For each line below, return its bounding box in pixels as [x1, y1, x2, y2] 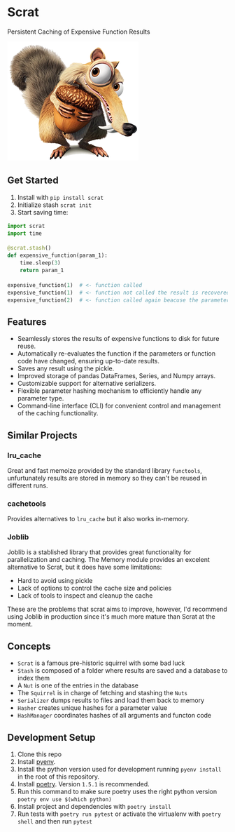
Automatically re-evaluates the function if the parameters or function [17, 349, 216, 358]
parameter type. [17, 394, 64, 403]
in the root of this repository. [17, 772, 100, 781]
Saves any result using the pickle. [17, 364, 115, 373]
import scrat [7, 222, 45, 229]
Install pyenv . [17, 758, 56, 766]
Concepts [7, 640, 51, 652]
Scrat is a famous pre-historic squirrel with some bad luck [17, 659, 185, 667]
